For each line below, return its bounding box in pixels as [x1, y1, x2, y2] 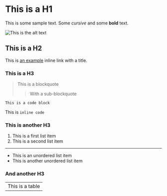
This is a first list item [12, 133, 56, 139]
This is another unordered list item [12, 158, 83, 164]
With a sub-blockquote [29, 91, 77, 97]
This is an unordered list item [12, 153, 72, 159]
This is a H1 [5, 3, 53, 15]
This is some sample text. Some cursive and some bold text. [5, 20, 129, 26]
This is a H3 [5, 70, 34, 77]
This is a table [7, 183, 40, 190]
